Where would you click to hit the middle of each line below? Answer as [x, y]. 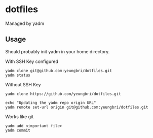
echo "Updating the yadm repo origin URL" [51, 102]
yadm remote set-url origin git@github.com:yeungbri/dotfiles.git [77, 107]
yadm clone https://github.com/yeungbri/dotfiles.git [63, 94]
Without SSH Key [23, 84]
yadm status [18, 75]
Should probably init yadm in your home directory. [58, 51]
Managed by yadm [25, 23]
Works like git [20, 116]
